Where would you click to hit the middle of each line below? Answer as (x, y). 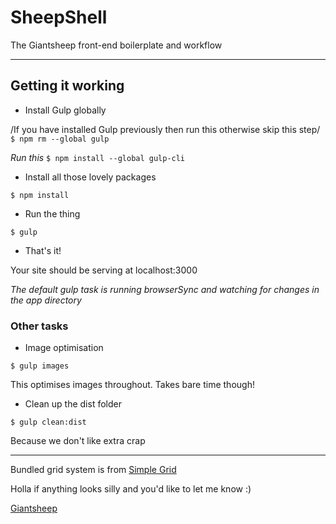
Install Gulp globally (65, 110)
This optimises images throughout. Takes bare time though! (132, 385)
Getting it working (67, 86)
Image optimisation (64, 348)
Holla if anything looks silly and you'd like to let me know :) (131, 489)
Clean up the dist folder (73, 404)
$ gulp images (40, 366)
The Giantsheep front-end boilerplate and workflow (116, 45)
